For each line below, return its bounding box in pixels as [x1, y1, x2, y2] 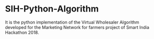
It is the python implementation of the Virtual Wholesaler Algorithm [5, 19, 139, 25]
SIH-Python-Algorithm [5, 3, 99, 14]
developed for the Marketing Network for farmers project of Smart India [5, 24, 150, 30]
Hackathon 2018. [5, 29, 39, 35]
